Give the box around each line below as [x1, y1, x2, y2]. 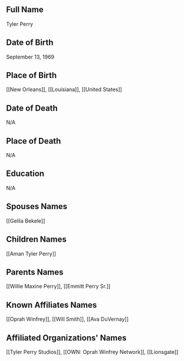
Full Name [6, 5, 44, 15]
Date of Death [6, 103, 58, 113]
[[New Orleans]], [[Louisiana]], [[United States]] [6, 86, 122, 93]
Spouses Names [6, 201, 68, 212]
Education [6, 168, 45, 179]
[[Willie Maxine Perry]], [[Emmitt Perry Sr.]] [6, 283, 111, 290]
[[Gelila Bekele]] [6, 217, 45, 224]
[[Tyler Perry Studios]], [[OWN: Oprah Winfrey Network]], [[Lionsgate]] [6, 348, 179, 355]
